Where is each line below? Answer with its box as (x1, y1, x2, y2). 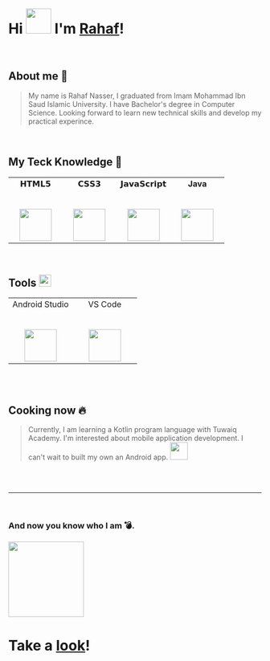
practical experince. (27, 116, 95, 126)
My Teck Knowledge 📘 (8, 155, 123, 169)
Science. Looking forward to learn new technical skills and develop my (27, 108, 262, 117)
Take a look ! (8, 636, 91, 655)
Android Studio (12, 299, 69, 310)
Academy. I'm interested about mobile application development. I (27, 434, 243, 443)
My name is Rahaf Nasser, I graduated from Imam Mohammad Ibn (27, 91, 247, 100)
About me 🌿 (8, 69, 68, 84)
